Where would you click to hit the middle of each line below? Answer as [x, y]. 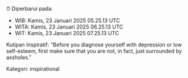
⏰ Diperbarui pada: [30, 9]
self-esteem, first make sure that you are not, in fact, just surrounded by [94, 51]
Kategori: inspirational [33, 69]
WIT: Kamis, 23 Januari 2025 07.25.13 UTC [67, 33]
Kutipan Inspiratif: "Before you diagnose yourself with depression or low [94, 45]
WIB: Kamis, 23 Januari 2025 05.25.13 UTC [67, 21]
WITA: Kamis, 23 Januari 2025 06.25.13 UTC [69, 27]
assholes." [19, 57]
